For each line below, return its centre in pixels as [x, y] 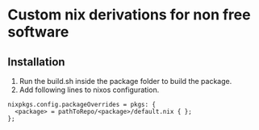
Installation [36, 62]
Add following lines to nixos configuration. [89, 90]
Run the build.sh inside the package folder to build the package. [125, 81]
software [38, 32]
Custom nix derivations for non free [129, 15]
